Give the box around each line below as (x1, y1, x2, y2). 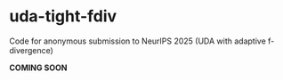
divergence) (9, 44, 53, 55)
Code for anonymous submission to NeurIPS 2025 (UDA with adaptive (9, 36, 267, 46)
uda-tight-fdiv (9, 6, 117, 27)
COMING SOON (9, 62, 69, 73)
